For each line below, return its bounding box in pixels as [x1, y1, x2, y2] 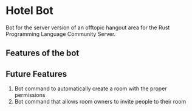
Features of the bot [5, 48, 80, 59]
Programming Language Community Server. [5, 30, 116, 37]
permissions [14, 91, 46, 99]
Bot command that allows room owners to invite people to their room [14, 98, 187, 106]
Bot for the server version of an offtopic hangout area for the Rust [5, 24, 170, 31]
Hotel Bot [5, 4, 53, 18]
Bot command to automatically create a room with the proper [14, 85, 168, 92]
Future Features [5, 68, 67, 79]
